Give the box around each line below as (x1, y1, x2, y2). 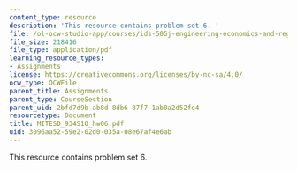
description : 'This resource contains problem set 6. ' (9, 21, 219, 30)
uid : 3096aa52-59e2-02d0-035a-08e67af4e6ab (9, 128, 172, 137)
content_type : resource (9, 12, 97, 22)
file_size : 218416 (9, 37, 77, 47)
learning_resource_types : (9, 54, 104, 63)
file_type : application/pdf (9, 46, 113, 55)
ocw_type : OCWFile (9, 78, 77, 87)
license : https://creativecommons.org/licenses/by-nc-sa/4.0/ (9, 71, 243, 79)
